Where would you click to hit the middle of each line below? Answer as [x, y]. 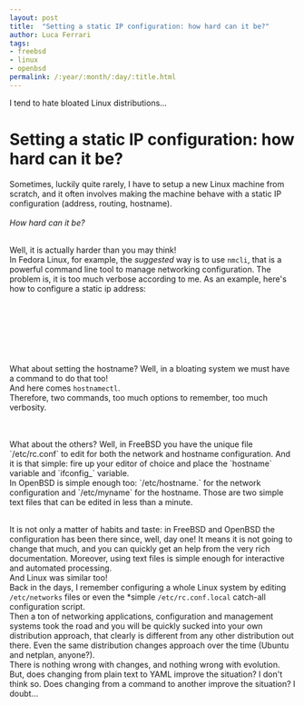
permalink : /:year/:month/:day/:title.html [93, 77]
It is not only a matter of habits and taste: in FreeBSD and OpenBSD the [142, 529]
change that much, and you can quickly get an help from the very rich [140, 548]
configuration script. [48, 606]
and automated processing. [61, 568]
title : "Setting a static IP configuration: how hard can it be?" [140, 26]
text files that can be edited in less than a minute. [101, 502]
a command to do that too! [59, 378]
